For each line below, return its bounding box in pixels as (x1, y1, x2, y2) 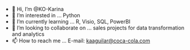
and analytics (11, 31, 45, 38)
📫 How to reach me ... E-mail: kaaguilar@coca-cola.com (11, 37, 150, 44)
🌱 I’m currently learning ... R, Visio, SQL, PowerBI (11, 18, 131, 25)
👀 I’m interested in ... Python (11, 12, 81, 19)
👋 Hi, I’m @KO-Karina (11, 6, 64, 12)
